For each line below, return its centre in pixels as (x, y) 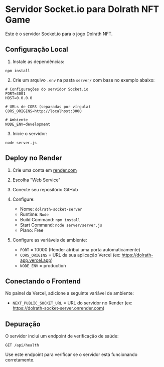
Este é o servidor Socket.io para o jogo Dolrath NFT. (59, 34)
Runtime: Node (34, 214)
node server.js (21, 143)
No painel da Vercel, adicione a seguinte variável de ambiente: (70, 293)
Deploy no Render (34, 158)
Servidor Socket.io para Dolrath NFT (82, 9)
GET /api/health (22, 345)
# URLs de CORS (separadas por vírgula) (48, 107)
